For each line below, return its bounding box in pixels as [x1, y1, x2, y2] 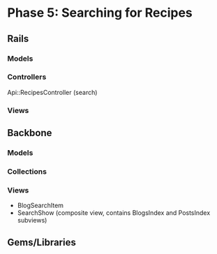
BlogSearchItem [17, 201, 64, 210]
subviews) [17, 216, 47, 225]
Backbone [7, 127, 52, 139]
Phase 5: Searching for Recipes [7, 5, 193, 21]
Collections [7, 166, 47, 176]
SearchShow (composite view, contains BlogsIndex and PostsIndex [17, 209, 211, 217]
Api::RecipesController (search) [7, 88, 98, 96]
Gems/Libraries [7, 236, 77, 248]
